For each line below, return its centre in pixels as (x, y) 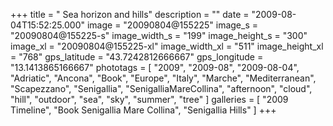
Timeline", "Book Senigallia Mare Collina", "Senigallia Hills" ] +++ (143, 110)
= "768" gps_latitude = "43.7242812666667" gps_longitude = (137, 57)
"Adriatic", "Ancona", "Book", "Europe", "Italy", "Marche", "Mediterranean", (163, 78)
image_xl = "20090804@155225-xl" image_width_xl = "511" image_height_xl (167, 46)
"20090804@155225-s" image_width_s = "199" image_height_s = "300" (159, 35)
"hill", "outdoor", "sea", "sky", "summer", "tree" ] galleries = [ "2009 (149, 99)
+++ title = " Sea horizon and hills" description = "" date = (130, 14)
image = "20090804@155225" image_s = (172, 25)
